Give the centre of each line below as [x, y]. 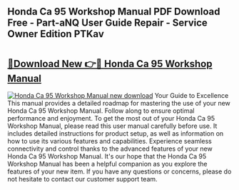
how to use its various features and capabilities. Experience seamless [110, 141]
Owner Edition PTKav [56, 34]
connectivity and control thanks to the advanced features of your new [110, 149]
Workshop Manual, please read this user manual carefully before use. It [112, 126]
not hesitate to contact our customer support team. [83, 179]
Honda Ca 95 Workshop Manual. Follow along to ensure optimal [101, 111]
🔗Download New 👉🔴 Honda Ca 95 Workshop [110, 64]
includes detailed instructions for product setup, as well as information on [116, 134]
